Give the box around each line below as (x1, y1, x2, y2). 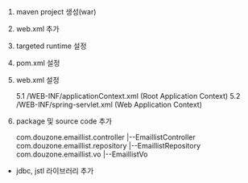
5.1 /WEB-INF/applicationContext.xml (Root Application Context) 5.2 (15, 91, 241, 100)
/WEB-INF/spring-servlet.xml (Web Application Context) (15, 100, 203, 109)
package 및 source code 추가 (15, 116, 113, 126)
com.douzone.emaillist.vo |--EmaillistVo (15, 149, 148, 159)
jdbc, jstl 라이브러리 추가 (15, 166, 94, 175)
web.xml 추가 (15, 24, 60, 34)
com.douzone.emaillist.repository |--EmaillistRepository (15, 141, 201, 150)
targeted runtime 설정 (15, 41, 87, 51)
